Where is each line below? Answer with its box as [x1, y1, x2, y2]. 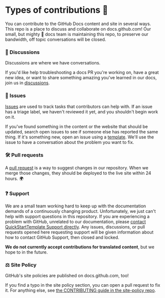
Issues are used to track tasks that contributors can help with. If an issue [5, 103, 153, 109]
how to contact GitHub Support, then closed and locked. [5, 234, 120, 240]
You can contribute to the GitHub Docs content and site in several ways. [5, 21, 151, 27]
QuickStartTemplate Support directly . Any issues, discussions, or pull [5, 224, 145, 230]
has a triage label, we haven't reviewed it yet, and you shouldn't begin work [5, 108, 159, 115]
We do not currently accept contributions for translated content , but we [5, 244, 155, 250]
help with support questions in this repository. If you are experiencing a [5, 214, 150, 220]
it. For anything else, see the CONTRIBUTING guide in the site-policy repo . [5, 288, 156, 294]
